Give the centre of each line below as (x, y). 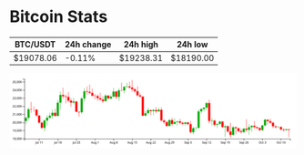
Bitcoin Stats (59, 17)
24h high (141, 45)
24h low (192, 45)
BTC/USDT (35, 45)
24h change (88, 45)
